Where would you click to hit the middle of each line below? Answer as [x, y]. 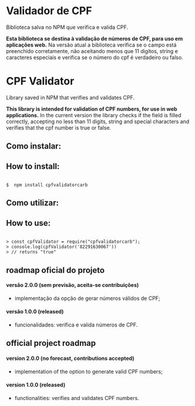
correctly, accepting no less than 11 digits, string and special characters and [98, 121]
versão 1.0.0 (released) [35, 312]
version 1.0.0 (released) [36, 385]
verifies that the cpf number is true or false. [59, 127]
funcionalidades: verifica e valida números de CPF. [76, 325]
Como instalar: [34, 146]
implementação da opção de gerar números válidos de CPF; [87, 298]
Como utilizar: [33, 203]
